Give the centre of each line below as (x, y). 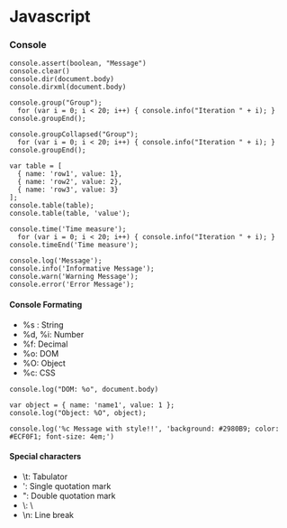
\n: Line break (48, 514)
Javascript (50, 17)
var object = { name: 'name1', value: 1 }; (92, 405)
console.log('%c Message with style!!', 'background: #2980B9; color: (144, 429)
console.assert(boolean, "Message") (78, 64)
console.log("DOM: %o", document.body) (84, 389)
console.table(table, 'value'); (70, 214)
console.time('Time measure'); (68, 229)
